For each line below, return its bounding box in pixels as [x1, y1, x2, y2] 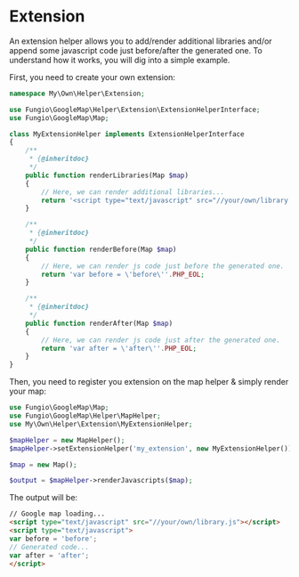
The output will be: [9, 492, 78, 503]
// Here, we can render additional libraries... [41, 187, 225, 197]
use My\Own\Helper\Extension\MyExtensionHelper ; [9, 419, 193, 428]
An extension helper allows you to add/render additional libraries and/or [9, 36, 273, 46]
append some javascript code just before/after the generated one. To [9, 45, 263, 55]
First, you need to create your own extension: [9, 71, 176, 82]
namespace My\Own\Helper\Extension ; [9, 89, 145, 98]
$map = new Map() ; [9, 460, 77, 469]
